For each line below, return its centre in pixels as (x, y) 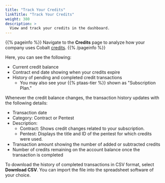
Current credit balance (35, 67)
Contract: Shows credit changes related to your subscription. (82, 129)
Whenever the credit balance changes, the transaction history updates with (82, 98)
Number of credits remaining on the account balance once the (76, 150)
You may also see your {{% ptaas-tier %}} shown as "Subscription (88, 83)
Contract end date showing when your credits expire (66, 72)
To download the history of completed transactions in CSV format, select (80, 165)
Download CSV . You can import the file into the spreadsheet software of (80, 170)
